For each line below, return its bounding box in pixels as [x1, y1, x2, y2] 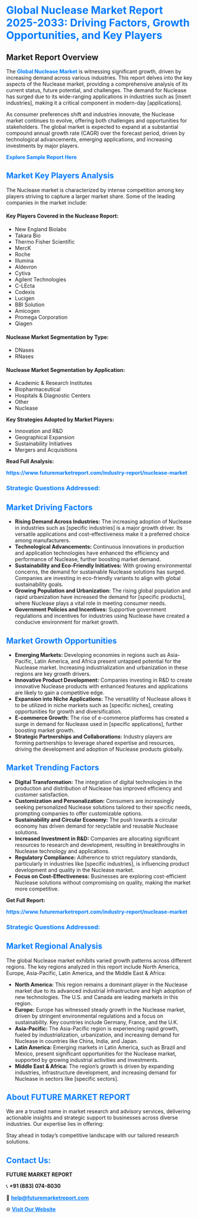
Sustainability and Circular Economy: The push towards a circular [14, 816, 178, 823]
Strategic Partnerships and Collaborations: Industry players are [14, 733, 173, 740]
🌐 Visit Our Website [6, 1206, 56, 1213]
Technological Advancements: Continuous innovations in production [14, 543, 184, 550]
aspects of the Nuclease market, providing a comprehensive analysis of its [6, 80, 188, 88]
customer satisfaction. [14, 791, 70, 798]
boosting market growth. [14, 727, 75, 734]
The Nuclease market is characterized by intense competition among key [6, 186, 184, 193]
